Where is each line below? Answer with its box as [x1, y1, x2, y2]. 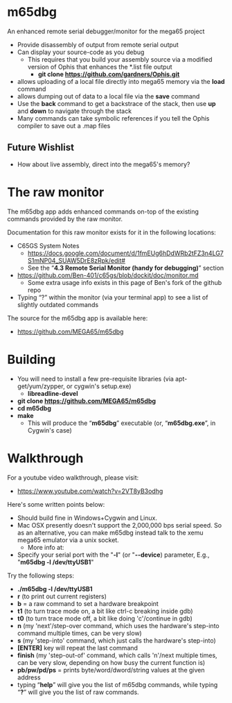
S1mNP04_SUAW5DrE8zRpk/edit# [27, 256, 126, 264]
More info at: [27, 543, 64, 551]
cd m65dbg [17, 403, 52, 413]
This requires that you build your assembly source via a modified [27, 55, 213, 63]
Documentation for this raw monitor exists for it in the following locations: [7, 228, 216, 236]
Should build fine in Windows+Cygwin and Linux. [17, 514, 158, 522]
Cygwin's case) [27, 426, 73, 434]
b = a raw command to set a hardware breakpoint [17, 599, 159, 607]
